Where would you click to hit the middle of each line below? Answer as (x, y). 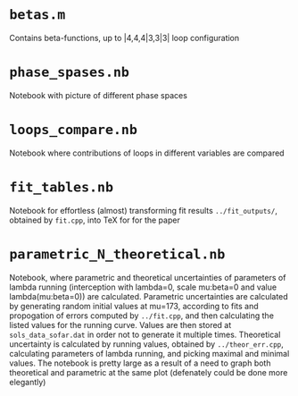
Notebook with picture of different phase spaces (98, 95)
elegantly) (28, 382)
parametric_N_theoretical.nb (117, 254)
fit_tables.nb (62, 187)
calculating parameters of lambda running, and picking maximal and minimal (149, 353)
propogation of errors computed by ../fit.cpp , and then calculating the (142, 316)
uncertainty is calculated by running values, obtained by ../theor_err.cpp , (146, 344)
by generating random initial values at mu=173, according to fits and (134, 306)
